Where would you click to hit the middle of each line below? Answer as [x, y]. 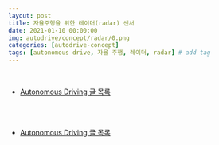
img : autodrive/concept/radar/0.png [69, 38]
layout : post [30, 16]
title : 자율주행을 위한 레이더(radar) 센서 [71, 23]
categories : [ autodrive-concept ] [64, 45]
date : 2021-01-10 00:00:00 [53, 30]
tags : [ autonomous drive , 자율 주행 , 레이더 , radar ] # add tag [109, 53]
